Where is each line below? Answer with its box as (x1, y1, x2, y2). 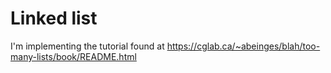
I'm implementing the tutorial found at (10, 40, 165, 52)
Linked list (10, 7, 98, 30)
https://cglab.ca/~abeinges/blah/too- (166, 40, 321, 52)
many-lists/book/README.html (10, 50, 137, 62)
